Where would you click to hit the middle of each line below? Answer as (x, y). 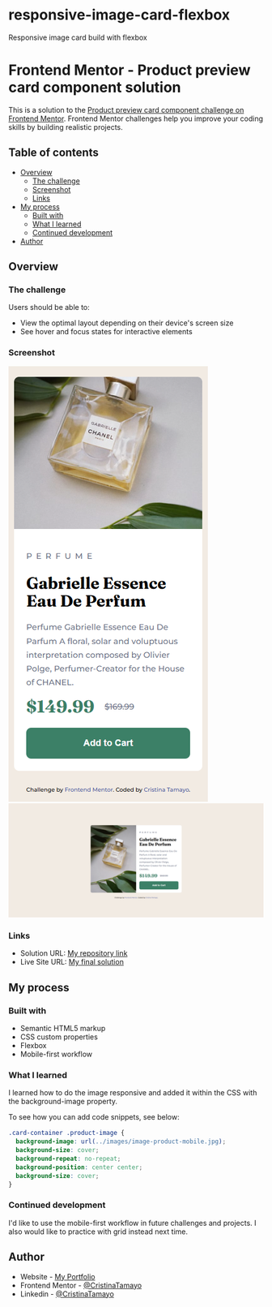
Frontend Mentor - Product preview (130, 70)
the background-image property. (63, 1102)
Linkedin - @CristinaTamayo (67, 1294)
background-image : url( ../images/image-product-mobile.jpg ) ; (121, 1141)
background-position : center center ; (79, 1167)
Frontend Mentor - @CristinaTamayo (81, 1285)
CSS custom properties (59, 1037)
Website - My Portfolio (57, 1276)
